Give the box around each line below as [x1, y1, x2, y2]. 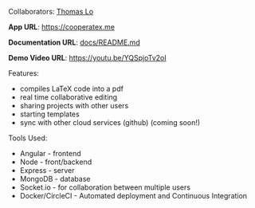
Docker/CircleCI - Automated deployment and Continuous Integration [19, 191, 248, 200]
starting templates [19, 109, 80, 119]
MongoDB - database [19, 175, 91, 183]
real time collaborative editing [19, 92, 118, 102]
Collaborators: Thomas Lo [8, 7, 94, 16]
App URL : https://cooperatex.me [8, 22, 116, 31]
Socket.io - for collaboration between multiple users [19, 182, 191, 192]
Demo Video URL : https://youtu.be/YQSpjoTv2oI [8, 53, 167, 62]
